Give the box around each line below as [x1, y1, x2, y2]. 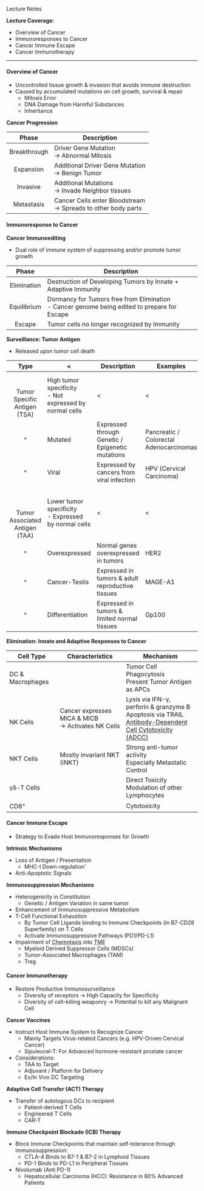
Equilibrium [9, 303, 41, 311]
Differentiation [47, 610, 88, 619]
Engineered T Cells [24, 1110, 72, 1117]
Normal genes [97, 542, 137, 550]
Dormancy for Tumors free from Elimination [47, 295, 171, 303]
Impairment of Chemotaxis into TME [15, 938, 106, 945]
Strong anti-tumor [126, 743, 178, 752]
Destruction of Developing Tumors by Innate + [47, 277, 179, 286]
